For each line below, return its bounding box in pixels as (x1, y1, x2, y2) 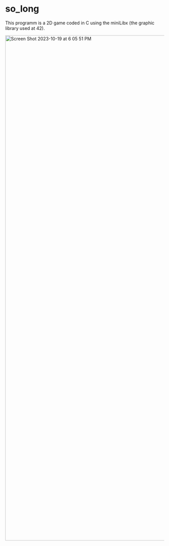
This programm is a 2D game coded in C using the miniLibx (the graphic (5, 20, 155, 26)
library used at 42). (5, 25, 45, 31)
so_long (5, 3, 39, 15)
